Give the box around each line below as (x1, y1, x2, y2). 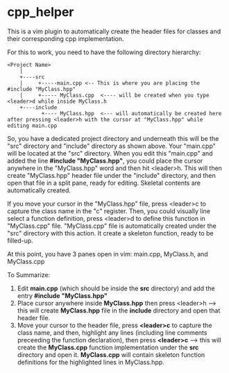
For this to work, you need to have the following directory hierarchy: (7, 48, 201, 56)
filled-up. (7, 236, 33, 244)
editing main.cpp (7, 122, 58, 129)
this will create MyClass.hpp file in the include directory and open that (17, 306, 221, 315)
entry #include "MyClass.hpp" (17, 291, 108, 299)
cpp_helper (7, 4, 74, 20)
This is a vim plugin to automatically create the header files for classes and (7, 27, 221, 35)
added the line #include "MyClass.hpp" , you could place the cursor (7, 156, 203, 165)
